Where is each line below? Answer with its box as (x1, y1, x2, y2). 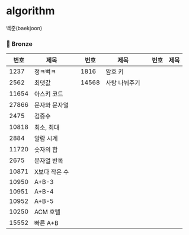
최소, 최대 (34, 123, 60, 132)
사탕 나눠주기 (105, 79, 140, 87)
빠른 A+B (34, 219, 59, 227)
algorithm (6, 4, 55, 18)
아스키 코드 (34, 90, 63, 99)
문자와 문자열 (34, 101, 69, 109)
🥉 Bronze (6, 40, 33, 48)
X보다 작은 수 (34, 168, 69, 176)
